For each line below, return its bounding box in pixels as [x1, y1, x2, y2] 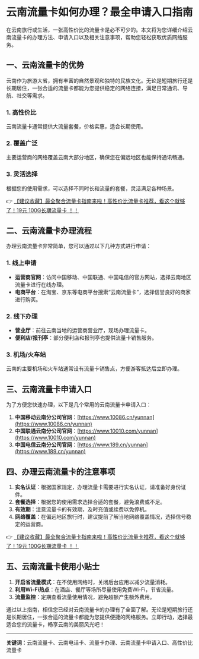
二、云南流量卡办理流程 [6, 226, 92, 236]
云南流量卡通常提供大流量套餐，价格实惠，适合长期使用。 [6, 123, 146, 130]
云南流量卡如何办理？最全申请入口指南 [6, 5, 194, 19]
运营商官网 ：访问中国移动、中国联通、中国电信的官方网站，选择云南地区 [14, 273, 191, 280]
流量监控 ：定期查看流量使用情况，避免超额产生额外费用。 [14, 593, 155, 600]
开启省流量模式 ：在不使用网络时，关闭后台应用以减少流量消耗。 [14, 578, 171, 585]
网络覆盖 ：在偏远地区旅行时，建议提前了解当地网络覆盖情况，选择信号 [14, 513, 187, 520]
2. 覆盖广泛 [6, 139, 38, 147]
